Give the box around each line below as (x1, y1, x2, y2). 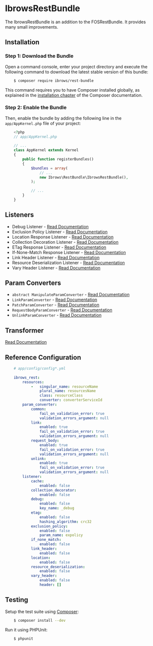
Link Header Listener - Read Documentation (12, 254, 100, 260)
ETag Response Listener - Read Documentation (12, 244, 107, 250)
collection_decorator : (30, 488, 77, 492)
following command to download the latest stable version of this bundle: (5, 69, 149, 75)
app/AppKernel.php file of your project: (5, 120, 81, 126)
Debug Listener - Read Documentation (12, 223, 89, 229)
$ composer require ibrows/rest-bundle (14, 78, 94, 83)
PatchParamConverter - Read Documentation (12, 302, 100, 308)
